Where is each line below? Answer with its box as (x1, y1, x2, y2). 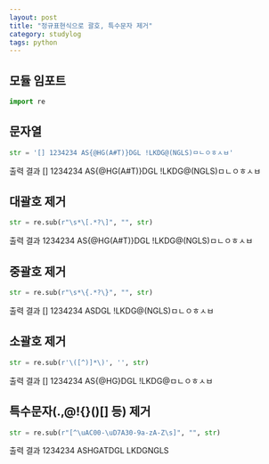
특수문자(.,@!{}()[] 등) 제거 (9, 404, 151, 419)
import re (9, 97, 46, 107)
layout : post (9, 12, 58, 22)
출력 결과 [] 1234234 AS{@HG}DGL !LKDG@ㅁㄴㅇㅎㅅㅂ (9, 375, 214, 386)
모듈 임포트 (9, 73, 67, 88)
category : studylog (9, 29, 82, 38)
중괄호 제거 (9, 264, 67, 279)
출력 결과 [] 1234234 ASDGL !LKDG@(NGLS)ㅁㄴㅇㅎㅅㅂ (9, 305, 215, 316)
